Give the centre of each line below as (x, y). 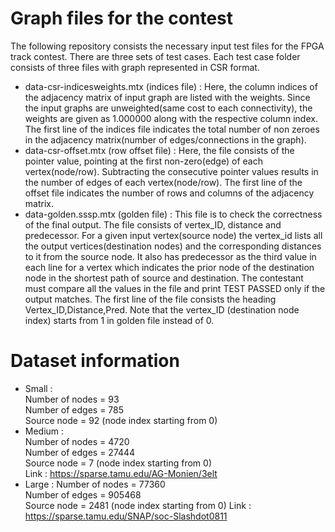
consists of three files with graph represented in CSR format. (135, 67)
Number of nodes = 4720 (77, 441)
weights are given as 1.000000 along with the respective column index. (171, 118)
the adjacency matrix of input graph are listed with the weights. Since (167, 97)
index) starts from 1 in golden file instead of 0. (119, 320)
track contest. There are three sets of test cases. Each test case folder (155, 56)
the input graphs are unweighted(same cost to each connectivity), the (168, 108)
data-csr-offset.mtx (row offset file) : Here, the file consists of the (159, 150)
